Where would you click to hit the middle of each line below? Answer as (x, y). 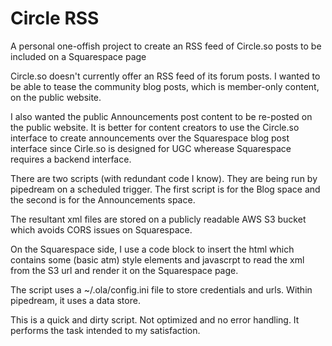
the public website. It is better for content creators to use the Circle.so (155, 127)
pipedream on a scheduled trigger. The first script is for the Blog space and (165, 189)
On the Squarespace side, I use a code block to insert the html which (152, 249)
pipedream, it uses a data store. (75, 300)
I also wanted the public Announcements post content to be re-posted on (161, 116)
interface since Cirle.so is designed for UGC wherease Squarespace (151, 148)
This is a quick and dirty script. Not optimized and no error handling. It (155, 319)
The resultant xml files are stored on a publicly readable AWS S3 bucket (158, 219)
